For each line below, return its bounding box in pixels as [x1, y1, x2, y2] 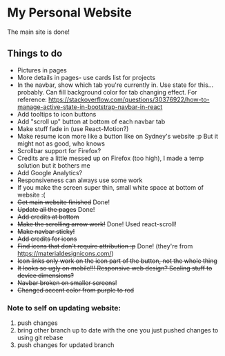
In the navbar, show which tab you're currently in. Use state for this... [17, 81, 214, 89]
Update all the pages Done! [17, 205, 95, 213]
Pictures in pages [17, 66, 67, 74]
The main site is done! [7, 28, 70, 36]
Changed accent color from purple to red [17, 286, 135, 294]
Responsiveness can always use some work [17, 176, 143, 184]
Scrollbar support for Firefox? [17, 146, 101, 155]
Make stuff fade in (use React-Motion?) [17, 124, 129, 132]
